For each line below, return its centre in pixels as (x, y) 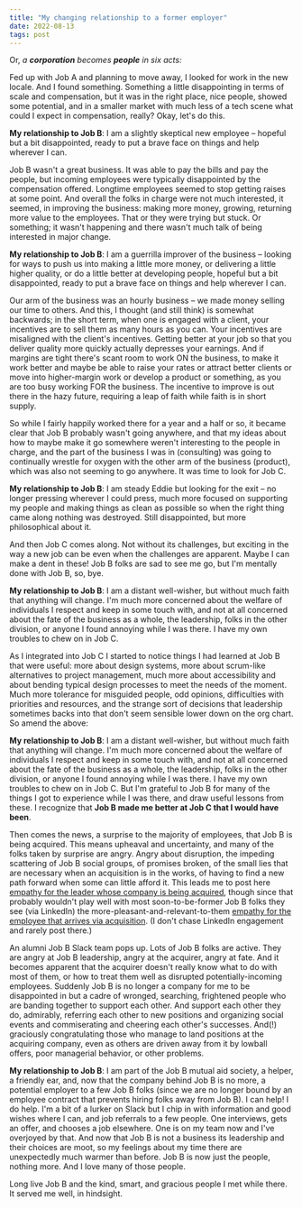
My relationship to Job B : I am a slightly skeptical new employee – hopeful (148, 133)
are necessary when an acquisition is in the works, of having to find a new (147, 873)
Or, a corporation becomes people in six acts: (96, 60)
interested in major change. (60, 237)
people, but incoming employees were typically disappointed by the (135, 179)
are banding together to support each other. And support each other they (145, 1005)
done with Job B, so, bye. (56, 573)
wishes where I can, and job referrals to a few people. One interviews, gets (148, 1119)
